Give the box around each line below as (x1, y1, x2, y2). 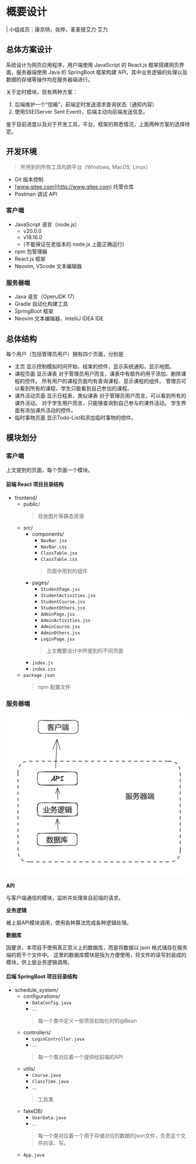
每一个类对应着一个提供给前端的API (37, 1053, 123, 1060)
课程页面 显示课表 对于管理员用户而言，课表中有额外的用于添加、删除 (14, 370, 181, 377)
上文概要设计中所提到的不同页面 (46, 647, 124, 654)
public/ (23, 500, 40, 507)
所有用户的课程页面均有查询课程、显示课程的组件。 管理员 (41, 377, 181, 384)
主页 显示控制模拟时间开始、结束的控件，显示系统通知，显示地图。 (14, 362, 175, 369)
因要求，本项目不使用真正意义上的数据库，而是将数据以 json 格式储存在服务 (6, 944, 188, 951)
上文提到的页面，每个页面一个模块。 (6, 466, 93, 473)
